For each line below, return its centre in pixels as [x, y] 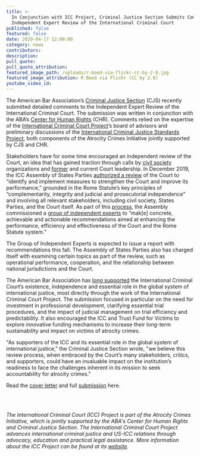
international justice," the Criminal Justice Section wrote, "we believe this [96, 349]
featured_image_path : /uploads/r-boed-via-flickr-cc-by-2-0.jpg [87, 73]
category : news [25, 45]
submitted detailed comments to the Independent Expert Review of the [93, 107]
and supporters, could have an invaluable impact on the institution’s [89, 361]
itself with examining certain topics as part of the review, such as [86, 256]
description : [22, 56]
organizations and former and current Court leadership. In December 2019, [98, 169]
